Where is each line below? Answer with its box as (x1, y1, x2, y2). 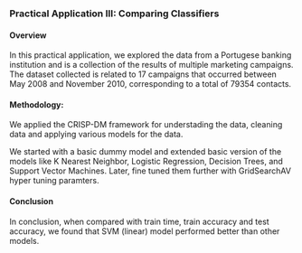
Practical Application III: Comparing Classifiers (9, 7, 220, 20)
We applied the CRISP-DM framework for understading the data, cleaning (9, 119, 283, 130)
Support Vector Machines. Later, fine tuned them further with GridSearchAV (9, 165, 292, 176)
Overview (9, 30, 47, 41)
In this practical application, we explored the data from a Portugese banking (9, 50, 292, 61)
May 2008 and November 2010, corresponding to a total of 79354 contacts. (9, 79, 292, 89)
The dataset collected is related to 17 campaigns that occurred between (9, 69, 278, 80)
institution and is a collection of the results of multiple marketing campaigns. (9, 60, 294, 70)
